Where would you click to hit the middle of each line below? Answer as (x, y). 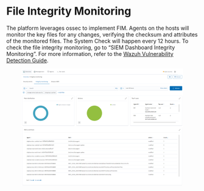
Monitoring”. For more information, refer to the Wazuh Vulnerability (90, 54)
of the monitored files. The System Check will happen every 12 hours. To (97, 41)
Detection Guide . (27, 60)
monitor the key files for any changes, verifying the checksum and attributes (102, 34)
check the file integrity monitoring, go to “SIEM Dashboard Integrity (91, 47)
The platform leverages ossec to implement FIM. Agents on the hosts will (98, 28)
